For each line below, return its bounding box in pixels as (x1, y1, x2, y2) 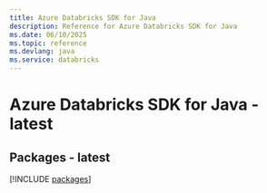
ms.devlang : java (9, 47, 75, 56)
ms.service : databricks (9, 55, 100, 64)
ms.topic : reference (9, 38, 88, 48)
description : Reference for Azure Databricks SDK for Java (9, 22, 238, 31)
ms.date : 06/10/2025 (9, 30, 88, 39)
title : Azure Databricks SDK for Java (9, 13, 156, 23)
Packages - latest (9, 150, 111, 165)
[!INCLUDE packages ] (9, 174, 92, 184)
